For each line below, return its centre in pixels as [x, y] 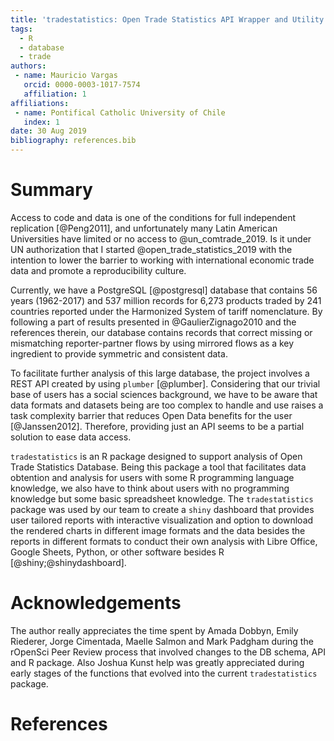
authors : [28, 66]
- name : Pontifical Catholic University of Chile [120, 112]
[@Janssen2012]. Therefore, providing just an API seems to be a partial [157, 426]
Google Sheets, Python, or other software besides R [117, 552]
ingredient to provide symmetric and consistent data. [119, 353]
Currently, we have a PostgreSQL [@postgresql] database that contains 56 [164, 290]
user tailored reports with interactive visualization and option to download [162, 520]
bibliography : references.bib [73, 141]
